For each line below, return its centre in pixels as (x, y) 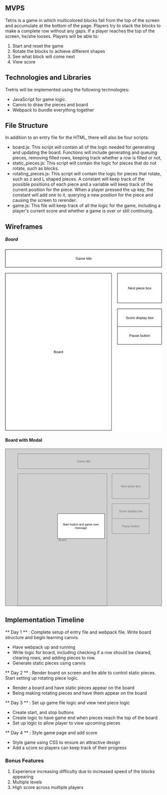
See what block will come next (44, 56)
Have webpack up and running (44, 647)
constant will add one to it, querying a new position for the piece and (83, 195)
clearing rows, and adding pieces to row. (54, 658)
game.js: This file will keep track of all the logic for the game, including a (86, 206)
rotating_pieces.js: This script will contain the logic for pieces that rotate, (87, 174)
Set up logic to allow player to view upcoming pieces (66, 723)
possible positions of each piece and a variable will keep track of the (83, 184)
